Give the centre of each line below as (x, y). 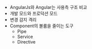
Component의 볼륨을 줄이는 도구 (42, 26)
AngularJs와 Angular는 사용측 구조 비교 (48, 7)
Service (25, 37)
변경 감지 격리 (23, 20)
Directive (26, 42)
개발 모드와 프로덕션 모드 (34, 13)
